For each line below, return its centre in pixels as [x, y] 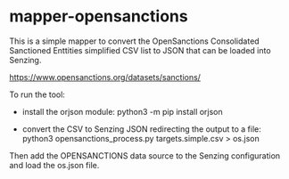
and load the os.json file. [54, 165]
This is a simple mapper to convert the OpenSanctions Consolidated [135, 41]
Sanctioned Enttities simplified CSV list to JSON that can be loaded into [140, 50]
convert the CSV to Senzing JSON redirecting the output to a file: [141, 129]
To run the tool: [37, 94]
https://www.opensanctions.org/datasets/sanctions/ [105, 77]
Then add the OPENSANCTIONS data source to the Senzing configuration [145, 155]
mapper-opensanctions [99, 16]
